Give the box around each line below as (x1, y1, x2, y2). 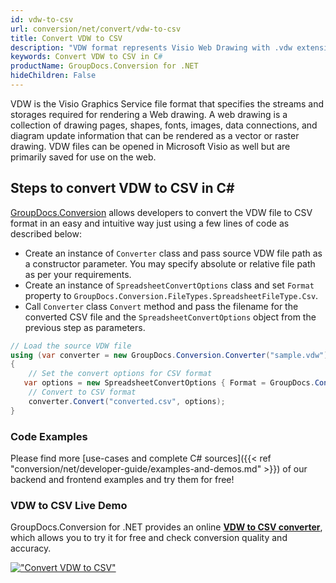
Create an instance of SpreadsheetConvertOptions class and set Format (24, 279, 315, 291)
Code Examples (10, 429, 88, 443)
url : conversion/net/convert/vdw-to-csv (10, 24, 182, 34)
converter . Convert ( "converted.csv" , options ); (28, 396, 226, 406)
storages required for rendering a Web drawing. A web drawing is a (10, 108, 288, 120)
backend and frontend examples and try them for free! (10, 473, 235, 485)
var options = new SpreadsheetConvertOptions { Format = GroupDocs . (23, 378, 315, 388)
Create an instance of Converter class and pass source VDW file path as (24, 247, 323, 259)
